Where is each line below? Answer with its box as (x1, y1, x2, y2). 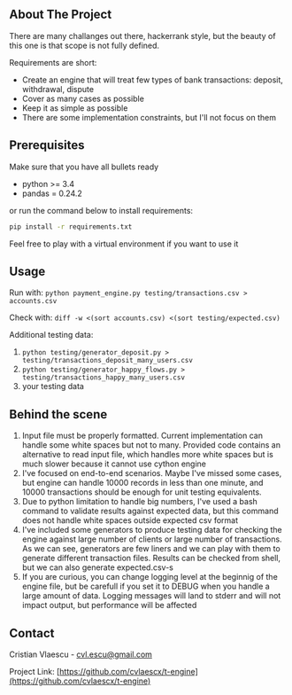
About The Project (9, 7, 112, 22)
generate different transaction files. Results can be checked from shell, (21, 553, 281, 564)
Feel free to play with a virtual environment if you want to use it (9, 238, 239, 249)
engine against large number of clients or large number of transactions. (21, 534, 282, 544)
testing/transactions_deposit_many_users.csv (21, 356, 193, 365)
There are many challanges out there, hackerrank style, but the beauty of (9, 30, 276, 41)
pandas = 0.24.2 (21, 188, 82, 199)
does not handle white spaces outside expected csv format (21, 515, 239, 526)
